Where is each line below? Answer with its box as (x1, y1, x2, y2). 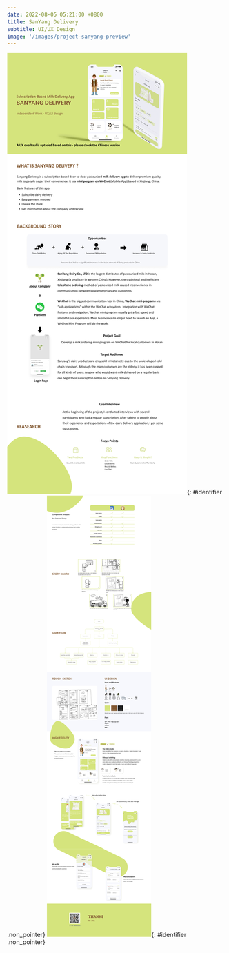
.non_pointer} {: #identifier (7, 931, 187, 939)
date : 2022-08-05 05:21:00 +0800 (7, 11, 103, 18)
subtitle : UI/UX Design (7, 26, 76, 32)
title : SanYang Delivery (7, 18, 79, 26)
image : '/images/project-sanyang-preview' (7, 33, 131, 40)
